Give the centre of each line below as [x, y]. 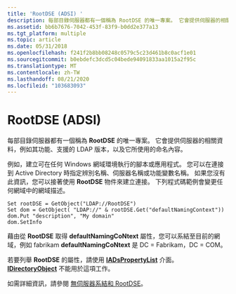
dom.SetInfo [25, 222]
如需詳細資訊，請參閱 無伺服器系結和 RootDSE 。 [77, 283]
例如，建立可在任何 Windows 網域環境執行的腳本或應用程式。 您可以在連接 [116, 164]
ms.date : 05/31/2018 [38, 46]
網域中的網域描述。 [41, 191]
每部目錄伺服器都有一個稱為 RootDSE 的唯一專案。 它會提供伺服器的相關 [112, 140]
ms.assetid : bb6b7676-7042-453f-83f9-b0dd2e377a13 [83, 27]
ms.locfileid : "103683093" [47, 86]
